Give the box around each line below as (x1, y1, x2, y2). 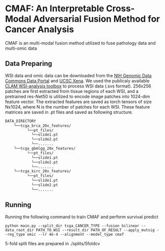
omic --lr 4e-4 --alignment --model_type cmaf (27, 232, 124, 237)
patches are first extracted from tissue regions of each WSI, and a (5, 88, 139, 94)
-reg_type (5, 232, 26, 237)
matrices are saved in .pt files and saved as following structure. (5, 109, 133, 115)
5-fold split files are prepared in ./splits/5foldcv (5, 240, 100, 246)
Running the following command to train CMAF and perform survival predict (5, 214, 159, 220)
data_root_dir (5, 227, 34, 232)
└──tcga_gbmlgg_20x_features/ (14, 146, 76, 151)
